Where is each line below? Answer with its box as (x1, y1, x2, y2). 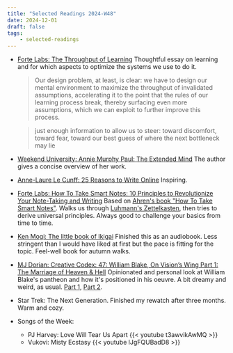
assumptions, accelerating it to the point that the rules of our (34, 91, 209, 100)
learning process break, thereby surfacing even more (34, 98, 188, 107)
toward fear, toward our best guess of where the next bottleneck (34, 134, 220, 143)
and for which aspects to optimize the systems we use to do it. (17, 63, 197, 71)
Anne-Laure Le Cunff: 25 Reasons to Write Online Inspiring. (17, 175, 188, 185)
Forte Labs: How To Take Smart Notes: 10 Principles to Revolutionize (17, 189, 214, 198)
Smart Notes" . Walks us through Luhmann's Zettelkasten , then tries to (17, 204, 218, 212)
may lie (34, 141, 56, 150)
